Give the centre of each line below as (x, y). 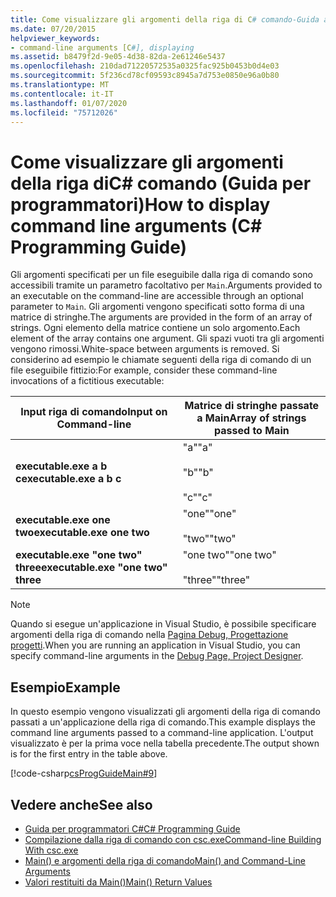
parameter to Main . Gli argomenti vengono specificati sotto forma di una (157, 307)
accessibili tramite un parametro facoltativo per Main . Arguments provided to (166, 285)
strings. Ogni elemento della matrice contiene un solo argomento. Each (155, 328)
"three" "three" (216, 580)
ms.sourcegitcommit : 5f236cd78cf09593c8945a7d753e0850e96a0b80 (145, 76)
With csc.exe (51, 850)
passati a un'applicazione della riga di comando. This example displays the (163, 722)
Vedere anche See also (81, 804)
